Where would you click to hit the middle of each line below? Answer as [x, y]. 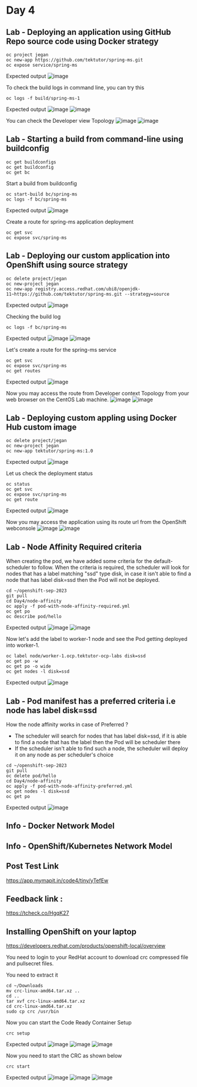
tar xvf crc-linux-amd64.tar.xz [46, 1001]
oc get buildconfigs [31, 162]
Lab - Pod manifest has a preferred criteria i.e [91, 701]
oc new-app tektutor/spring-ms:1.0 [50, 451]
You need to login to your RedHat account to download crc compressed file [97, 957]
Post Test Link [32, 866]
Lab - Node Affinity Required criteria [74, 547]
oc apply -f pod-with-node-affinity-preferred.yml [69, 786]
